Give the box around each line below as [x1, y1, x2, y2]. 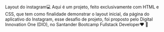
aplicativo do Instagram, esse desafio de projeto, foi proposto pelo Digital [5, 16, 153, 22]
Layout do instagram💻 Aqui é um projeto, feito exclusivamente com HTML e [5, 4, 159, 10]
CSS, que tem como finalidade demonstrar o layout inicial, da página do [5, 11, 150, 17]
